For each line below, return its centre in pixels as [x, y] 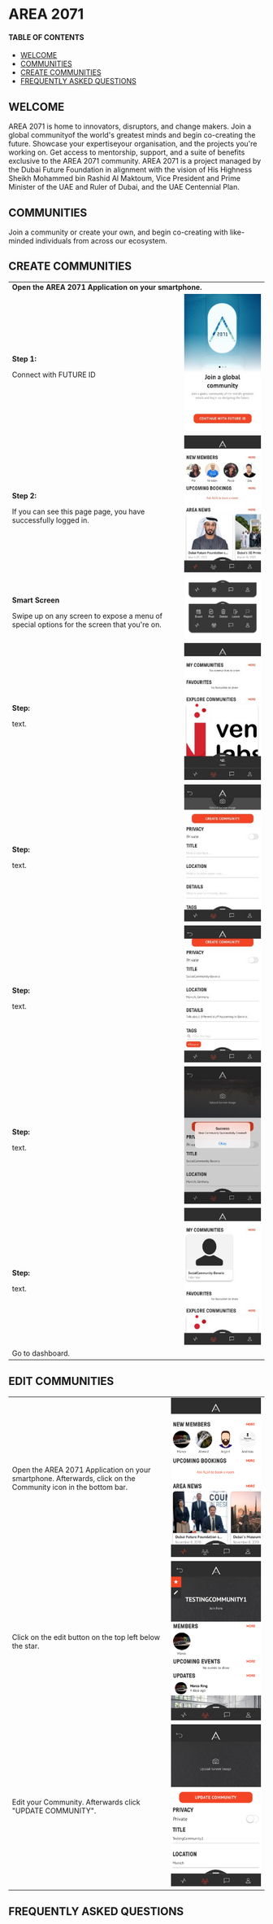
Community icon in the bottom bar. [70, 1487]
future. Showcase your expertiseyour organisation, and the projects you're [133, 144]
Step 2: [24, 496]
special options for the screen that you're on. [87, 625]
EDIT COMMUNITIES [61, 1381]
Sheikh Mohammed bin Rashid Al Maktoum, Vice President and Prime [125, 178]
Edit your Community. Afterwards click [76, 1802]
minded [21, 241]
